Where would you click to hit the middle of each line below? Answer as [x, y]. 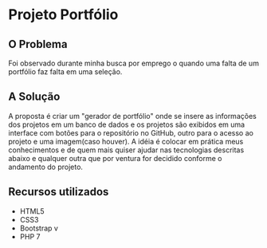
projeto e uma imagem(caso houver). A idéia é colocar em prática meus [126, 141]
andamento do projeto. [46, 167]
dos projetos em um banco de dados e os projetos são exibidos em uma [127, 124]
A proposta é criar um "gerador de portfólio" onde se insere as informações [132, 116]
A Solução [34, 97]
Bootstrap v [39, 228]
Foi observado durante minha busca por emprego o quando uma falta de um [133, 63]
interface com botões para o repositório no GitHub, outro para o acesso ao [131, 132]
